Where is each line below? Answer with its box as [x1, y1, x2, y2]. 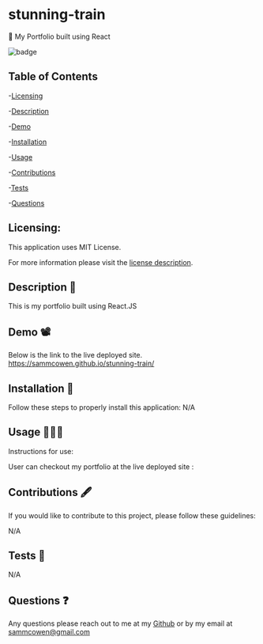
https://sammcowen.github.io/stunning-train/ [8, 358, 155, 369]
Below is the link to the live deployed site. [8, 350, 143, 360]
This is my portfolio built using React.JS [8, 301, 137, 311]
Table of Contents [8, 70, 99, 84]
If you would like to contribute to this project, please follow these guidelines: [8, 510, 257, 520]
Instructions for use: [8, 446, 73, 456]
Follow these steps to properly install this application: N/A [8, 403, 196, 412]
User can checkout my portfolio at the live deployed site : [8, 461, 194, 472]
